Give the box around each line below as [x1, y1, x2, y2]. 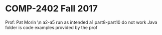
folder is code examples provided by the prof [5, 24, 98, 30]
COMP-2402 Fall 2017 [5, 3, 98, 14]
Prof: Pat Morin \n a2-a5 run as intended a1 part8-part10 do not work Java [5, 19, 158, 25]
